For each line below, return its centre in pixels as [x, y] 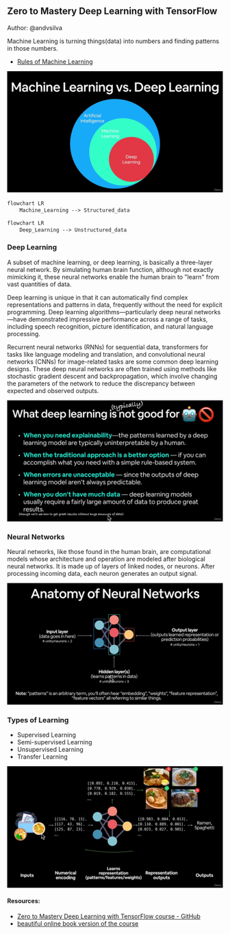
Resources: [24, 901]
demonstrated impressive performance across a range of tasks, [118, 319]
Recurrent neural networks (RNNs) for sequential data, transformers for [108, 347]
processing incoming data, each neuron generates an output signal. [103, 574]
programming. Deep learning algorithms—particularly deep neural [100, 312]
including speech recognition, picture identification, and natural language [110, 326]
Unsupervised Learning [50, 750]
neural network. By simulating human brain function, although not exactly [111, 269]
